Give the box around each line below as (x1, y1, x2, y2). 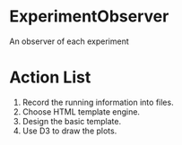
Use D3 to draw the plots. (22, 125, 117, 136)
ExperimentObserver (9, 6, 169, 27)
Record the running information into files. (22, 97, 174, 107)
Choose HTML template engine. (22, 106, 141, 117)
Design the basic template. (22, 115, 122, 126)
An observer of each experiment (9, 36, 130, 47)
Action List (9, 67, 91, 88)
